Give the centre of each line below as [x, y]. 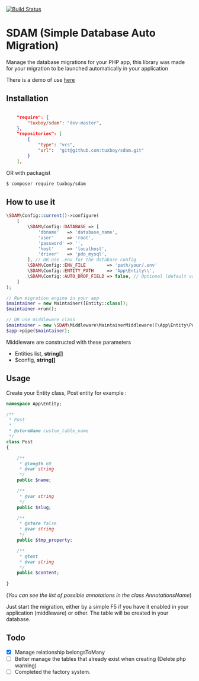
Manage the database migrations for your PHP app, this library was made [96, 62]
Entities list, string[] [39, 353]
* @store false [38, 524]
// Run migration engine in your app [53, 298]
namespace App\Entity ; [34, 404]
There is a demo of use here [41, 79]
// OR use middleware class [41, 320]
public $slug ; [34, 507]
